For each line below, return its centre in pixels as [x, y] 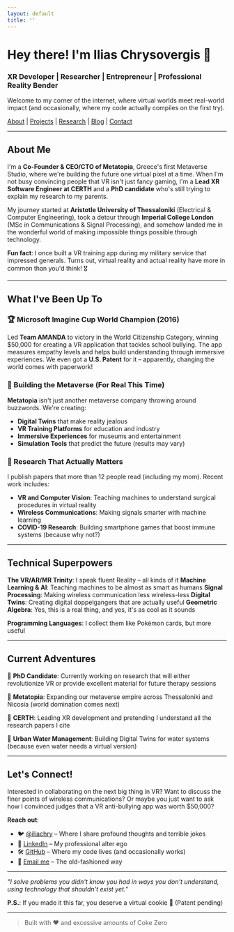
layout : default [31, 14]
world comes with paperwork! [50, 367]
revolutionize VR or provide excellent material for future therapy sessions [112, 683]
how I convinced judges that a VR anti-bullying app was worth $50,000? [111, 806]
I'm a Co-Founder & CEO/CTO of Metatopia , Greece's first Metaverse [107, 166]
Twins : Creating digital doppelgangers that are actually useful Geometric [112, 602]
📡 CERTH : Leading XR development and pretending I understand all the [109, 717]
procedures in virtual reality [57, 505]
